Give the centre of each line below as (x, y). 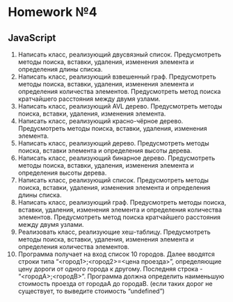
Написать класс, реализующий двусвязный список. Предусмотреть (120, 54)
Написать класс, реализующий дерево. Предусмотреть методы (113, 143)
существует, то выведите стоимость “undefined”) (91, 291)
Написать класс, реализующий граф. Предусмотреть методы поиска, (122, 202)
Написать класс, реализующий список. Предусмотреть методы (113, 180)
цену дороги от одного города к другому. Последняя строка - (110, 269)
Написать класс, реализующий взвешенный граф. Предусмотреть (117, 77)
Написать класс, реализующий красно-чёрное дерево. (101, 121)
